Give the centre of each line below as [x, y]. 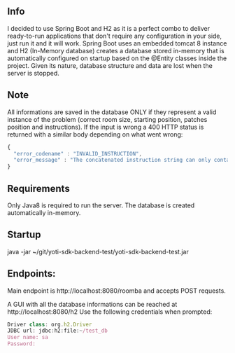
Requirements [38, 188]
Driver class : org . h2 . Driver [50, 324]
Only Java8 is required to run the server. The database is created [101, 205]
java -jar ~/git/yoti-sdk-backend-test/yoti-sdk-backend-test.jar [98, 251]
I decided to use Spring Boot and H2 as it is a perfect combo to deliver [108, 28]
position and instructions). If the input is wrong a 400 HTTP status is [106, 127]
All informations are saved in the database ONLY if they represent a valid [112, 112]
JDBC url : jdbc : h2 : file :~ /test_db [58, 331]
